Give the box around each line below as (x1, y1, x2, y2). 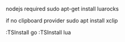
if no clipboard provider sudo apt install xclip (6, 17, 118, 24)
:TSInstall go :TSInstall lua (6, 29, 71, 36)
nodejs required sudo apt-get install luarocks (6, 5, 119, 12)
